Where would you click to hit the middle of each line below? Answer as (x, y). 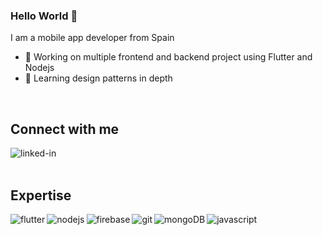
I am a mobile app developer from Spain (92, 38)
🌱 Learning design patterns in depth (98, 78)
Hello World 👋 (44, 16)
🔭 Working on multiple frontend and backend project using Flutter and (168, 57)
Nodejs (39, 68)
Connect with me (65, 129)
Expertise (41, 195)
